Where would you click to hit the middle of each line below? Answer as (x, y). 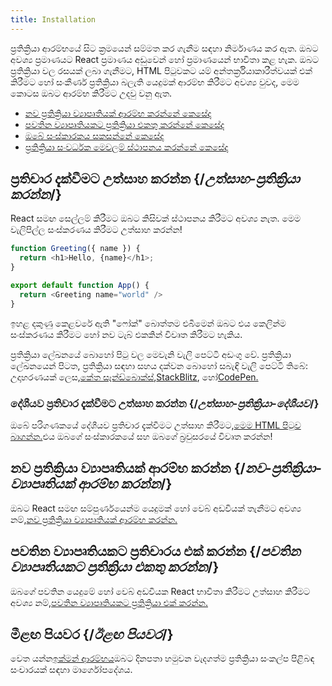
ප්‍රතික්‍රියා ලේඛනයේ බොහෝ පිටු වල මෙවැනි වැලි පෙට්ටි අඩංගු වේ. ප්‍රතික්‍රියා (151, 354)
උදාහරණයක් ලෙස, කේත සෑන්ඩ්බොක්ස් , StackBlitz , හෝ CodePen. (134, 377)
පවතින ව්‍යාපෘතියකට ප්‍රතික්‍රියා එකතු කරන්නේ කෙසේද (124, 124)
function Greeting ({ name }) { (75, 249)
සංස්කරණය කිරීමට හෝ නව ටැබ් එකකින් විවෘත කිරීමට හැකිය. (126, 334)
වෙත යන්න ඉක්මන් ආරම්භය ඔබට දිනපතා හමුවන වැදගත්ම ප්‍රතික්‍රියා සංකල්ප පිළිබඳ (162, 658)
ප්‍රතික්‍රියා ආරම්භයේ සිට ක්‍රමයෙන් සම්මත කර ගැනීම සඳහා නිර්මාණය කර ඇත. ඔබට (164, 48)
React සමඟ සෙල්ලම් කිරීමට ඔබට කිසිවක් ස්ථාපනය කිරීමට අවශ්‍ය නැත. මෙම (156, 218)
